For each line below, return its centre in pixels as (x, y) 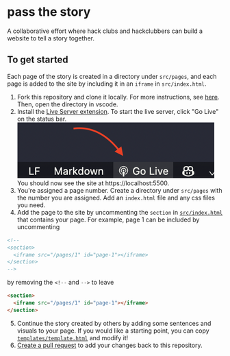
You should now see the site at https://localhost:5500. (93, 183)
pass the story (49, 12)
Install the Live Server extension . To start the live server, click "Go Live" (118, 111)
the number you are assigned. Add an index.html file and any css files (116, 198)
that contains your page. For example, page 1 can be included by (108, 219)
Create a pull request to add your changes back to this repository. (110, 345)
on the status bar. (42, 119)
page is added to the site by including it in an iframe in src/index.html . (107, 84)
